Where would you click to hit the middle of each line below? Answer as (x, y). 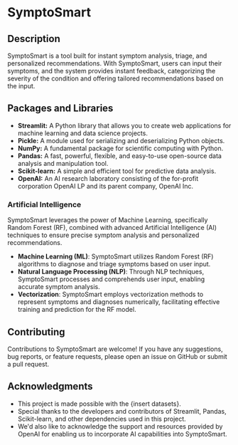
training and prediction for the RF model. (77, 310)
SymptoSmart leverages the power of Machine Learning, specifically (108, 220)
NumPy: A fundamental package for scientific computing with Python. (120, 148)
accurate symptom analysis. (59, 287)
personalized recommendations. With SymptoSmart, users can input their (115, 63)
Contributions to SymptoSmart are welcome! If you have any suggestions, (115, 349)
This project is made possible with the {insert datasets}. (99, 404)
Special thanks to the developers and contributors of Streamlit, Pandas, (122, 411)
